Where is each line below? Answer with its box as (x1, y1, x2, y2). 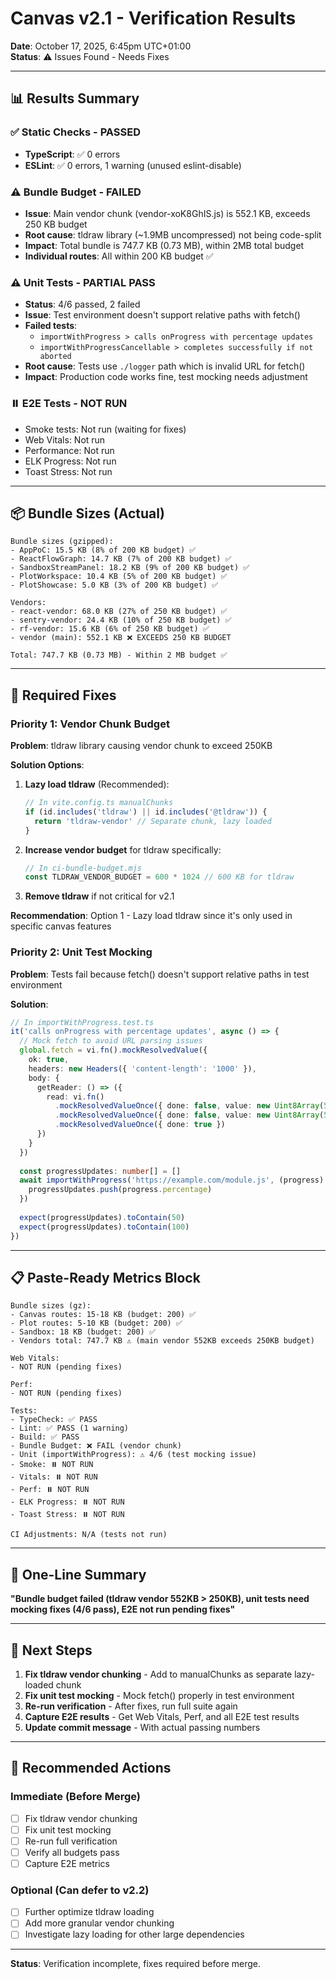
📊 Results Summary (10, 90, 140, 107)
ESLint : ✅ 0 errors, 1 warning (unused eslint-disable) (24, 159, 242, 171)
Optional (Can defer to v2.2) (10, 1883, 150, 1897)
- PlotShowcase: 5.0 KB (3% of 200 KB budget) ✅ (10, 580, 219, 591)
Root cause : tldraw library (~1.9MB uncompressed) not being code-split (24, 228, 322, 241)
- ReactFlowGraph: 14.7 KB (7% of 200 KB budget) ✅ (10, 554, 232, 564)
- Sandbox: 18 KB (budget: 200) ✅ (10, 1327, 156, 1337)
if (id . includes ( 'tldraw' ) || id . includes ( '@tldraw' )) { (24, 807, 268, 817)
